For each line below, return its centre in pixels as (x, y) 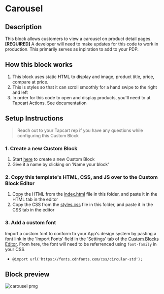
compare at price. (30, 82)
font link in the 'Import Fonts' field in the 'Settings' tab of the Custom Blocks (82, 239)
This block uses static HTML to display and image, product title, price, (83, 77)
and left (20, 92)
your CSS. (15, 249)
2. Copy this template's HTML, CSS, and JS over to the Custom (82, 177)
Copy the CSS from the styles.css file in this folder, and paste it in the (82, 205)
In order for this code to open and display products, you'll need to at (81, 97)
